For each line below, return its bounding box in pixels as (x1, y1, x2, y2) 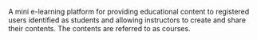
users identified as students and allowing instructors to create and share (8, 15, 246, 25)
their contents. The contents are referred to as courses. (8, 24, 191, 33)
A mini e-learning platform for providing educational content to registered (8, 7, 250, 16)
